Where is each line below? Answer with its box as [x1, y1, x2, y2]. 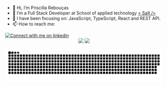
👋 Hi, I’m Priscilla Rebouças [12, 5, 69, 10]
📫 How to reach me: [12, 21, 55, 27]
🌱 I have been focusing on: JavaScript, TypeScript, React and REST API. [12, 15, 161, 21]
